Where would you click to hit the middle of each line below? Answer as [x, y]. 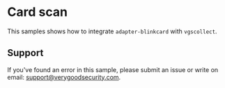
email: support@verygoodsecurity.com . [64, 77]
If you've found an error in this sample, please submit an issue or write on [113, 69]
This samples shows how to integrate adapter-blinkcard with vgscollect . [112, 31]
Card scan [38, 12]
